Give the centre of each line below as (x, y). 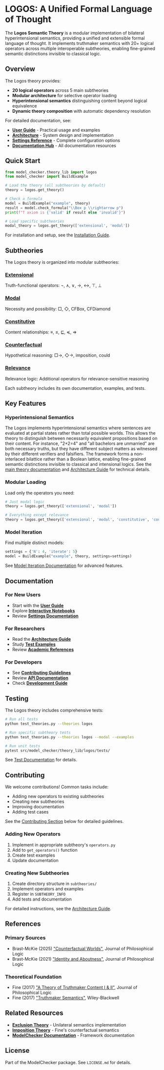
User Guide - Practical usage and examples (56, 130)
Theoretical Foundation (33, 977)
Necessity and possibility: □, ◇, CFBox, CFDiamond (58, 309)
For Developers (24, 662)
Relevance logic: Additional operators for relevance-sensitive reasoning (77, 378)
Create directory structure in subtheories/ (54, 883)
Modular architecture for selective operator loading (64, 95)
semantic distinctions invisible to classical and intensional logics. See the (78, 464)
